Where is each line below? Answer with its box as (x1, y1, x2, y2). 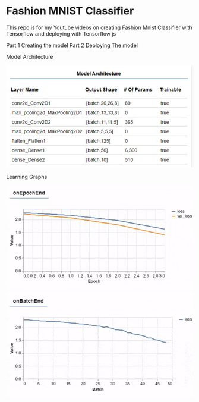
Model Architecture (6, 53, 53, 60)
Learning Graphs (6, 174, 48, 181)
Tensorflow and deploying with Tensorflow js (6, 30, 116, 37)
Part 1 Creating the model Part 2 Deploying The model (6, 42, 138, 49)
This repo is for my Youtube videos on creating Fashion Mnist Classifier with (6, 24, 192, 31)
